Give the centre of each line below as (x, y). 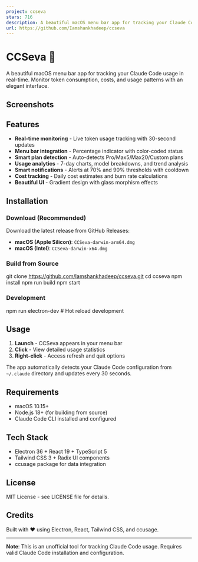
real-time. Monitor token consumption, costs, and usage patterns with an (95, 80)
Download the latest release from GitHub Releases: (68, 231)
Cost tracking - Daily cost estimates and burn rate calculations (91, 176)
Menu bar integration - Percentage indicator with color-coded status (99, 151)
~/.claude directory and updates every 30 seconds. (69, 373)
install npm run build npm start (43, 283)
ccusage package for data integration (60, 464)
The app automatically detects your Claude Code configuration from (89, 367)
